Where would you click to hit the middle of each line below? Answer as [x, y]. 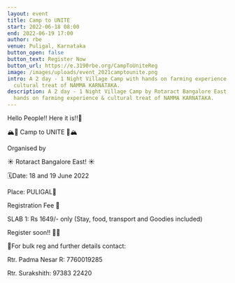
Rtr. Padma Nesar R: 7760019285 [55, 260]
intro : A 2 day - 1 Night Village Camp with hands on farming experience [117, 79]
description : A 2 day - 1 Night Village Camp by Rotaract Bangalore [109, 92]
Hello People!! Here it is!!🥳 [45, 118]
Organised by [27, 148]
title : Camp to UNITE [39, 20]
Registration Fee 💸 [34, 205]
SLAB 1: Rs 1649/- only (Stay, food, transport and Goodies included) [105, 219]
